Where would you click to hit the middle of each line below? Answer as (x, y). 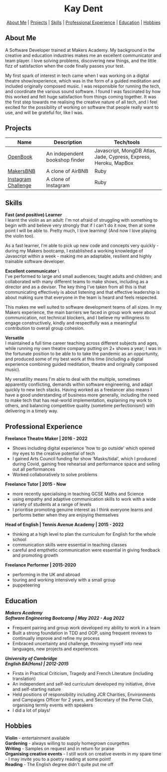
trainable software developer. (35, 261)
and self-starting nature (37, 689)
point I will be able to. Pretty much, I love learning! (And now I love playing (81, 231)
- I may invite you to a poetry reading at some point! (58, 759)
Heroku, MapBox (114, 163)
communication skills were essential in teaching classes (70, 545)
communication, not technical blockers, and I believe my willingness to (78, 318)
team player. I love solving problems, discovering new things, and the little (81, 61)
